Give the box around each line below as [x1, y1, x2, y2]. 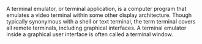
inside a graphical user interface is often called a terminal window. [6, 31, 173, 38]
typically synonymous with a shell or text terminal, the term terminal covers [6, 18, 196, 25]
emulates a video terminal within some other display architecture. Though [6, 11, 192, 19]
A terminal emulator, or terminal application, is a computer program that [6, 5, 187, 12]
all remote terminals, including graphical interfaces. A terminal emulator [6, 24, 187, 31]
